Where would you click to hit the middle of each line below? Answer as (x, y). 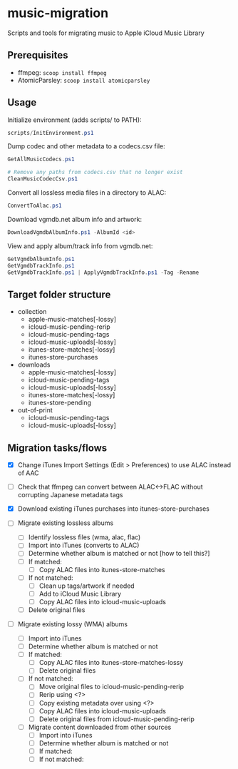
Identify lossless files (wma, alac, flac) (84, 537)
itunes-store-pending (59, 403)
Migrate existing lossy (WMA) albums (73, 624)
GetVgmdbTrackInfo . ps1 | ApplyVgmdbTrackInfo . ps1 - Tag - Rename (103, 273)
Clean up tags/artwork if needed (87, 586)
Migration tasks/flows (57, 448)
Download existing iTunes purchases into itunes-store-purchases (114, 509)
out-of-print (35, 410)
